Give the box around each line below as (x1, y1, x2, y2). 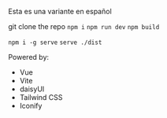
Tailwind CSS (19, 93, 63, 101)
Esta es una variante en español (8, 7, 112, 16)
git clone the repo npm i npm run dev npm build (8, 22, 160, 31)
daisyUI (19, 84, 45, 94)
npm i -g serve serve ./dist (8, 39, 102, 46)
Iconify (19, 101, 43, 110)
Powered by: (8, 53, 50, 61)
